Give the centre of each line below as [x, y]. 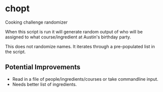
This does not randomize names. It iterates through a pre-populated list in [80, 46]
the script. [16, 52]
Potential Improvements [43, 67]
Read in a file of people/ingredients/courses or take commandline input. [85, 79]
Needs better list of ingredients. [44, 84]
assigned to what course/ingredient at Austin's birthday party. [68, 37]
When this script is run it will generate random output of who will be [74, 31]
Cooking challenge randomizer [36, 22]
